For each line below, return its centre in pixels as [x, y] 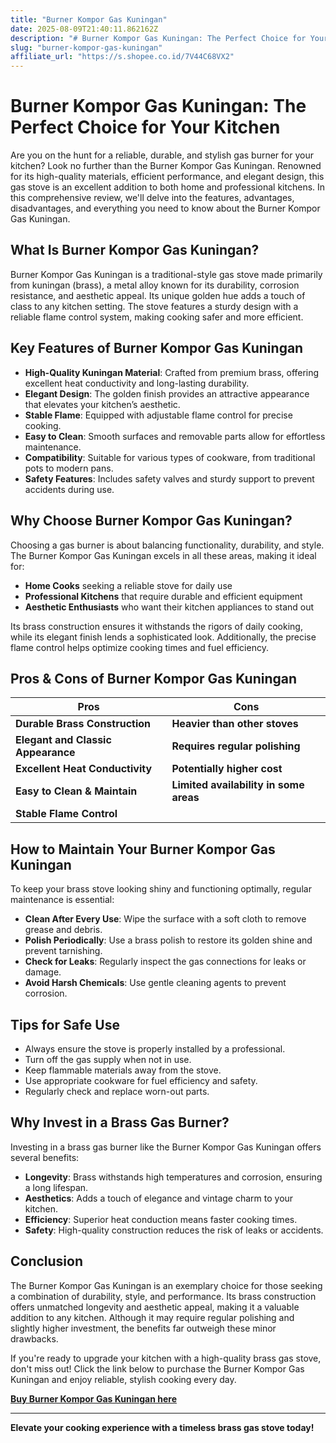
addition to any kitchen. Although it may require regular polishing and [152, 1317]
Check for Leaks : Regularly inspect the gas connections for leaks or [165, 962]
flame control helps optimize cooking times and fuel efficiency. [139, 647]
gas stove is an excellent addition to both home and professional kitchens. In [168, 187]
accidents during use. [69, 489]
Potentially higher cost [227, 769]
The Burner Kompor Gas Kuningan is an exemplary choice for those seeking [166, 1285]
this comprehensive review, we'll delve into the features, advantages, [152, 198]
